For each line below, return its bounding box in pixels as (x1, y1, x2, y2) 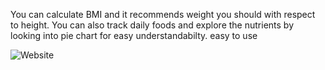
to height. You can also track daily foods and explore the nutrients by (10, 19, 295, 31)
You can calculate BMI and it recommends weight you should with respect (10, 9, 316, 20)
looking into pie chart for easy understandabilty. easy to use (10, 30, 258, 41)
